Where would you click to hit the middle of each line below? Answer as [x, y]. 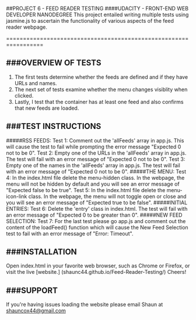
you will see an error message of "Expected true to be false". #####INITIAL [97, 202]
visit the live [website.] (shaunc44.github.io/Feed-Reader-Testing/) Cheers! [96, 272]
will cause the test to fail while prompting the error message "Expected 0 [94, 147]
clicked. [24, 95]
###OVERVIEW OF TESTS [54, 63]
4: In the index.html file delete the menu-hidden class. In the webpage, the [95, 178]
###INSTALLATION [41, 252]
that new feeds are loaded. [47, 108]
